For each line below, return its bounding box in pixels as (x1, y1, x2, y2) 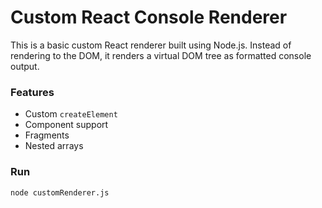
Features (10, 85, 55, 99)
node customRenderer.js (10, 187, 110, 198)
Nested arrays (24, 140, 84, 152)
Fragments (24, 129, 70, 141)
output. (10, 60, 40, 72)
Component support (24, 119, 109, 131)
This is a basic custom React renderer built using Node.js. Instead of (10, 39, 292, 51)
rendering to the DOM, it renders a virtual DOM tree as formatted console (10, 49, 312, 61)
